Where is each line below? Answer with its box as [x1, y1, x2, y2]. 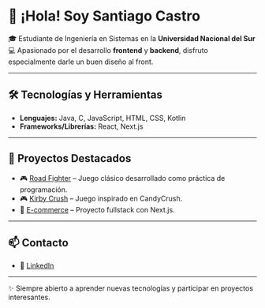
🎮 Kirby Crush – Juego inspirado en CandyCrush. [19, 193, 183, 203]
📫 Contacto [8, 236, 69, 250]
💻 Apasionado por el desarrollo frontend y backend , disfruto [8, 45, 209, 54]
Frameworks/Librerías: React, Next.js [19, 122, 144, 131]
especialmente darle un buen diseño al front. [8, 57, 154, 66]
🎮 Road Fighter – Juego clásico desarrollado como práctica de [19, 173, 226, 182]
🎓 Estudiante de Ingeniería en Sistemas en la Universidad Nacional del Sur [8, 33, 256, 43]
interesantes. [8, 292, 51, 302]
